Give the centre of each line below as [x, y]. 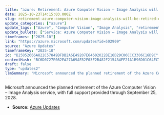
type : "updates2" [23, 69]
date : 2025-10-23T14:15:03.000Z [38, 14]
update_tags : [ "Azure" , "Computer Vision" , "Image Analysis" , [70, 28]
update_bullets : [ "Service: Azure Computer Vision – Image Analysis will [82, 32]
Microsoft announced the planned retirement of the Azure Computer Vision [81, 87]
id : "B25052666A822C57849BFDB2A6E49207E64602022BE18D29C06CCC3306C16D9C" [82, 55]
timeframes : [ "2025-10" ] [30, 37]
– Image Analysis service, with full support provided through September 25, [81, 92]
